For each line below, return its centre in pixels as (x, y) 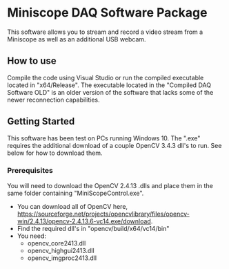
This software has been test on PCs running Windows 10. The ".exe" (104, 138)
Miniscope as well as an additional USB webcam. (77, 39)
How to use (32, 61)
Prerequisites (30, 171)
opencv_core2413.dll (57, 243)
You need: (32, 236)
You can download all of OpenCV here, (72, 206)
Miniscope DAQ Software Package (107, 13)
